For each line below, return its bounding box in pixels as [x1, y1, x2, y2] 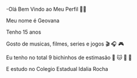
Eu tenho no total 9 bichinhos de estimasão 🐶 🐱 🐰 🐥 [6, 54, 132, 61]
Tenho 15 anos [6, 28, 41, 35]
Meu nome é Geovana [6, 17, 60, 24]
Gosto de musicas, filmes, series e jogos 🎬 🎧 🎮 [6, 40, 125, 47]
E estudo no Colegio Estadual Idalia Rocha [6, 66, 109, 72]
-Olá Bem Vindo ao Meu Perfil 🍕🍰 [6, 6, 87, 12]
